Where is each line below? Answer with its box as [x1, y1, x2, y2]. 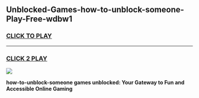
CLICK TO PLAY [6, 32, 52, 40]
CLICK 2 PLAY [6, 54, 47, 62]
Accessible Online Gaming [6, 85, 73, 92]
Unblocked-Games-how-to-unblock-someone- [6, 5, 185, 15]
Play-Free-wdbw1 [6, 14, 73, 24]
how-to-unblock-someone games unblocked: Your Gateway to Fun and [6, 78, 185, 86]
